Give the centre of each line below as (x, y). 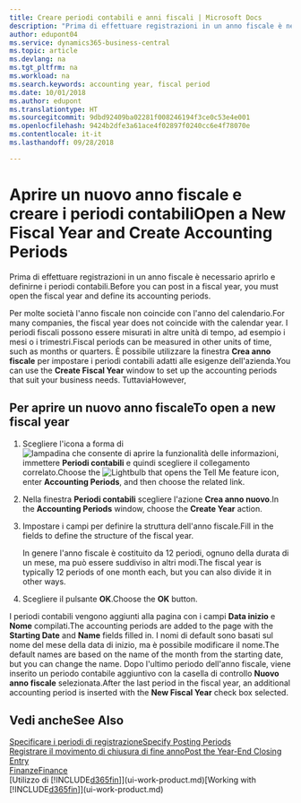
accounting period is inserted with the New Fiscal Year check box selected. (149, 692)
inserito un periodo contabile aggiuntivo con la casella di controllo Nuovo (144, 673)
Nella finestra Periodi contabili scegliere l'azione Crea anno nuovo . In (150, 499)
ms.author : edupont (46, 101)
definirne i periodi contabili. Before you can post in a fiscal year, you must (144, 286)
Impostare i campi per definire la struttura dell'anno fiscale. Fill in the (148, 526)
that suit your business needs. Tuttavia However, (98, 380)
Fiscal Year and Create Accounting (141, 233)
